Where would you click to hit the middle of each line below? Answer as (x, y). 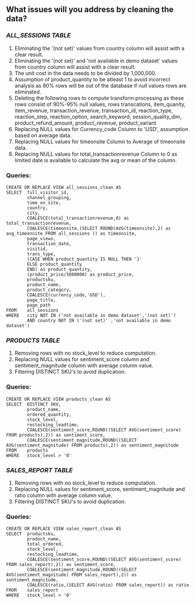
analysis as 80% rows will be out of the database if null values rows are (100, 85)
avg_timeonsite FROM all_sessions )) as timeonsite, (72, 234)
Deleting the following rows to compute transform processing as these (99, 98)
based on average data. (43, 135)
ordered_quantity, (49, 414)
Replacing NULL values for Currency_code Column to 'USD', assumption (101, 129)
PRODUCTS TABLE (33, 340)
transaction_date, (49, 243)
